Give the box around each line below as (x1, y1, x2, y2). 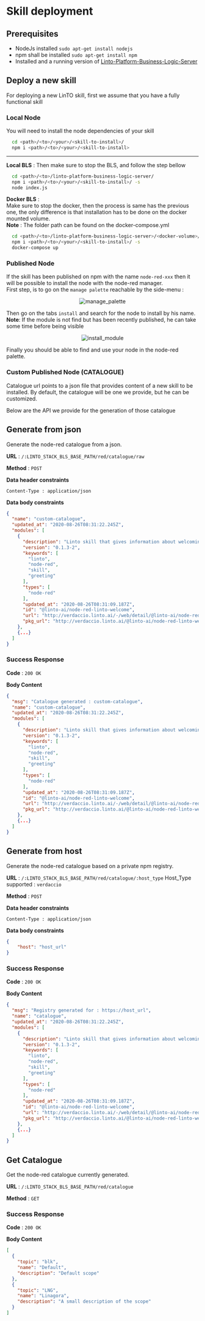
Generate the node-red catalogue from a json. (6, 441, 122, 448)
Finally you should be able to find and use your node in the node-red (6, 346, 179, 353)
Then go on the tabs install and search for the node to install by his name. (6, 309, 196, 317)
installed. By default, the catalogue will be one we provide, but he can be (6, 388, 189, 396)
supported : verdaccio (6, 880, 62, 888)
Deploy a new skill (6, 75, 77, 86)
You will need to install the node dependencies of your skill (6, 127, 154, 135)
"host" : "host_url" (17, 944, 67, 950)
